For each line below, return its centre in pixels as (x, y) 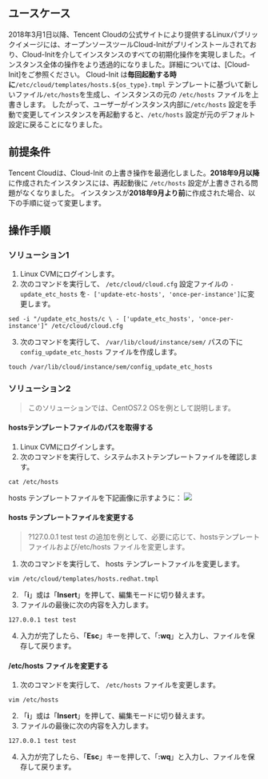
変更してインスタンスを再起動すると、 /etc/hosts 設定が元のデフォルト (139, 114)
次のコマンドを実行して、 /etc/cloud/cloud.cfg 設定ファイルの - (127, 284)
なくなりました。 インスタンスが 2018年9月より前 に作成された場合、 (135, 193)
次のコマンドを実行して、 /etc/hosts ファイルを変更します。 (120, 685)
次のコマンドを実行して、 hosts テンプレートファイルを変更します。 (132, 564)
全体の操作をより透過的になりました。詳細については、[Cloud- (146, 64)
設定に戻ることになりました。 (57, 124)
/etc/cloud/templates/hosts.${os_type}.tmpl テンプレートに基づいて (130, 84)
